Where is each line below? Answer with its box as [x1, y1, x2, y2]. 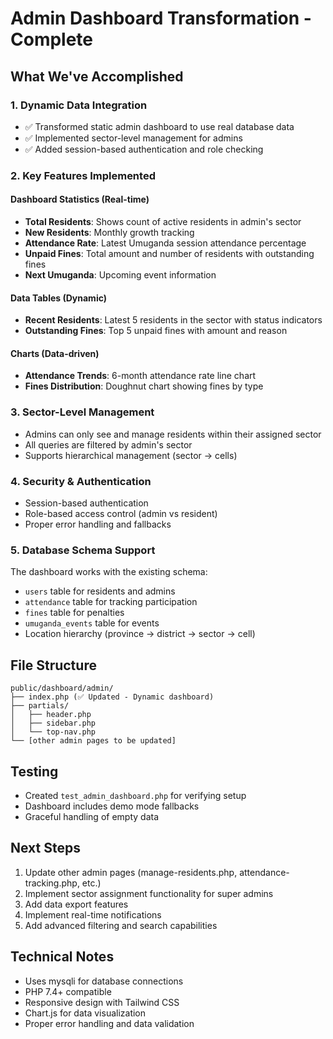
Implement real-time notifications [24, 908, 162, 921]
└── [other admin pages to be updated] [10, 736, 177, 746]
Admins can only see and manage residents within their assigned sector [24, 428, 322, 440]
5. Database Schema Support [10, 543, 156, 557]
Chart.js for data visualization [24, 1007, 147, 1019]
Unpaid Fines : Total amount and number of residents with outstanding [24, 248, 315, 259]
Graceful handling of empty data [24, 810, 159, 822]
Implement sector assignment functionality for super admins [24, 887, 274, 899]
